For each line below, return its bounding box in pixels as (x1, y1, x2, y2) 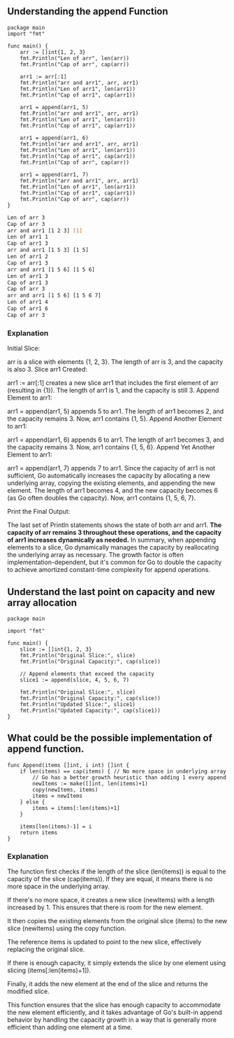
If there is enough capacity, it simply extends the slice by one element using (7, 959, 226, 967)
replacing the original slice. (7, 945, 85, 954)
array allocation (7, 596, 78, 608)
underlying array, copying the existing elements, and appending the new (7, 479, 216, 487)
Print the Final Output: (7, 507, 71, 516)
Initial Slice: (7, 344, 41, 353)
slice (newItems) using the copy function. (7, 924, 126, 933)
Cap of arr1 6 (7, 305, 49, 312)
